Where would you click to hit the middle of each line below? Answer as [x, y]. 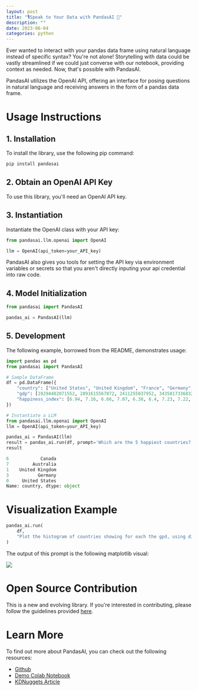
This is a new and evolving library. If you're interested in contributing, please [99, 605]
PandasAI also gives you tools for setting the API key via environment [90, 262]
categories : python [30, 34]
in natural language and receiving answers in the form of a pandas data [93, 87]
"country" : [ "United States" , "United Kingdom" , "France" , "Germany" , [105, 388]
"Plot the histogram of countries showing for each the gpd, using [101, 536]
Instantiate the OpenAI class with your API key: [63, 229]
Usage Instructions [54, 117]
